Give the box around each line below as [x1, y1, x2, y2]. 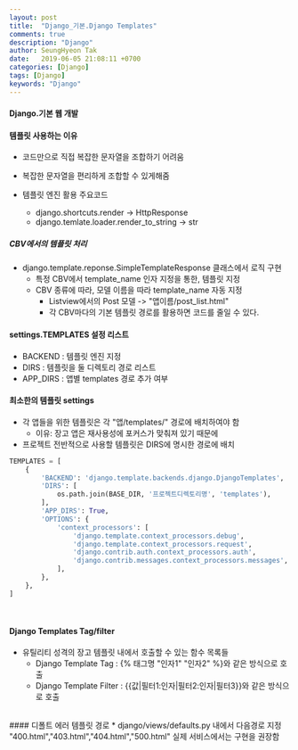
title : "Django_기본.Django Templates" [9, 21, 157, 30]
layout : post [9, 12, 58, 22]
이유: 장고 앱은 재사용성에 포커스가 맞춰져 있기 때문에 [35, 427, 219, 438]
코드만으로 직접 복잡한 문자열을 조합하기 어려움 [21, 152, 184, 162]
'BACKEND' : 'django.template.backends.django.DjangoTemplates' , [41, 474, 285, 482]
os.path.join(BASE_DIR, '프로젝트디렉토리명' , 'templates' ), [56, 490, 271, 499]
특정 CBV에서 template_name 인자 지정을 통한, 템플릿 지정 [35, 274, 241, 284]
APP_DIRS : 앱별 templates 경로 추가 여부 [21, 373, 169, 383]
